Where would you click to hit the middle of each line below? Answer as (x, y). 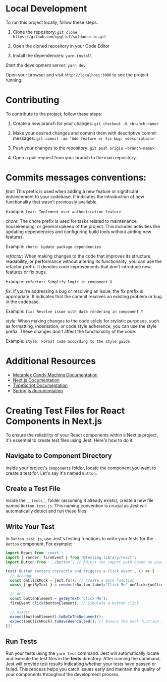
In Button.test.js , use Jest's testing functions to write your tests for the (80, 539)
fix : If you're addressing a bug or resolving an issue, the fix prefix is (74, 291)
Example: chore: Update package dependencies (53, 247)
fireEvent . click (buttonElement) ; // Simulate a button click (75, 603)
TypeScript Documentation (40, 385)
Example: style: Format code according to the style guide (68, 341)
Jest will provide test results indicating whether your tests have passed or (81, 664)
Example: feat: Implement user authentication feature (63, 211)
